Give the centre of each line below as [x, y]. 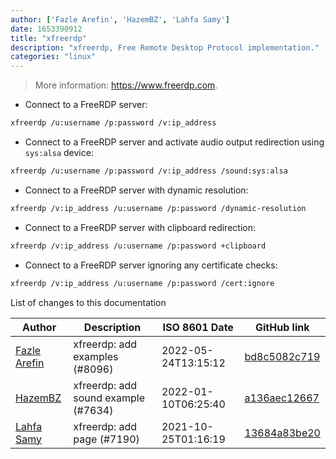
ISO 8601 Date [198, 327]
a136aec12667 [282, 398]
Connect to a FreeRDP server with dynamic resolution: [136, 190]
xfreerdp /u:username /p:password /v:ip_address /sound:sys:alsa [149, 171]
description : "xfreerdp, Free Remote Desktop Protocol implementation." [165, 47]
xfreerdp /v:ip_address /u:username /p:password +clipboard [138, 246]
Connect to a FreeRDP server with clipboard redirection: [140, 227]
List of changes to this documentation [88, 302]
